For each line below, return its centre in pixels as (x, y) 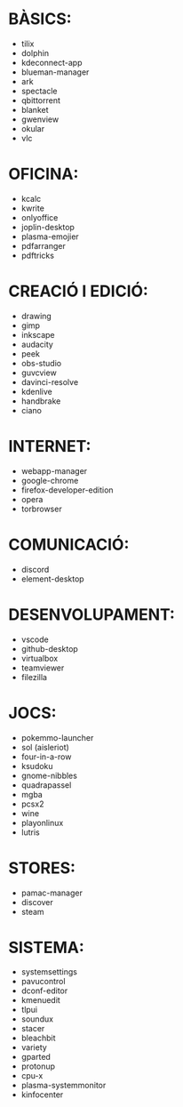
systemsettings (49, 972)
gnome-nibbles (49, 775)
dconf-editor (44, 991)
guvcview (39, 373)
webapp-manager (54, 470)
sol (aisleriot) (45, 747)
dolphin (35, 52)
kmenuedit (41, 1000)
